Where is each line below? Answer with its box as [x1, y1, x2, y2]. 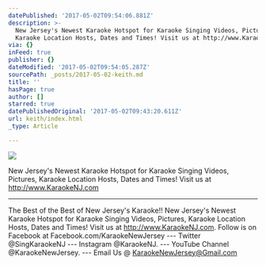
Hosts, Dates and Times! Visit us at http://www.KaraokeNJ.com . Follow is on [8, 222, 257, 232]
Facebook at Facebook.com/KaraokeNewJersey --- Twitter [8, 231, 201, 240]
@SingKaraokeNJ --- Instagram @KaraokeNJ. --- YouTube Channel [8, 239, 230, 248]
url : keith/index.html [8, 115, 83, 123]
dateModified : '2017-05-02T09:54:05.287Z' [8, 63, 150, 71]
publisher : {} [8, 56, 55, 64]
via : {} [8, 41, 34, 49]
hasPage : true [8, 85, 55, 94]
